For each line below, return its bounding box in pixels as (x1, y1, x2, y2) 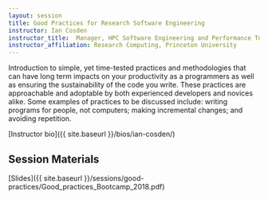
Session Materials (8, 152, 100, 166)
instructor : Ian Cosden (8, 26, 88, 34)
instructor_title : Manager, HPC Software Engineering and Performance (8, 33, 251, 42)
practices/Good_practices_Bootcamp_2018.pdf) (8, 181, 165, 191)
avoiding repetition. (8, 114, 72, 123)
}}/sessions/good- (83, 173, 144, 183)
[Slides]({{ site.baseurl (8, 173, 82, 183)
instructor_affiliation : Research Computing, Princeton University (8, 41, 238, 49)
